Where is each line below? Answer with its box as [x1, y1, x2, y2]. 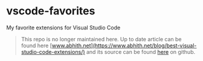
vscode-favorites [6, 4, 95, 18]
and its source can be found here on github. [86, 48, 195, 55]
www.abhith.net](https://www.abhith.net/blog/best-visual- [51, 42, 197, 49]
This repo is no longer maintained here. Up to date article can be [21, 35, 182, 42]
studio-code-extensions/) [21, 48, 86, 55]
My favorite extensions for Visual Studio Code [6, 24, 121, 31]
